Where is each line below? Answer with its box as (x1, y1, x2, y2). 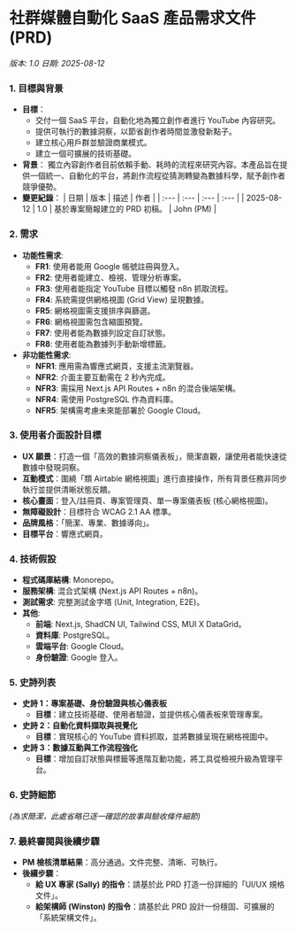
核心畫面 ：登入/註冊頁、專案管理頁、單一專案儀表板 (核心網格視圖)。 (21, 495, 273, 506)
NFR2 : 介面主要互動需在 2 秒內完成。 (34, 371, 171, 382)
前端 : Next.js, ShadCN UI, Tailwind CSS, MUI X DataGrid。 (34, 619, 247, 630)
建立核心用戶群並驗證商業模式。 (34, 137, 152, 148)
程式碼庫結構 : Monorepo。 (21, 575, 119, 586)
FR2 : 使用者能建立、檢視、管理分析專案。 (34, 272, 186, 283)
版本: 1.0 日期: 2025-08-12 (9, 58, 105, 68)
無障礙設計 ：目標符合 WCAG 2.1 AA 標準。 (21, 506, 177, 516)
